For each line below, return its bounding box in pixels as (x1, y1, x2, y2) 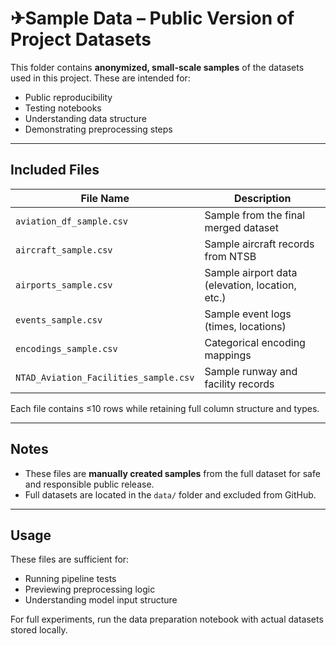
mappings (204, 348, 252, 362)
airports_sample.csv (15, 279, 113, 291)
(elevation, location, (204, 278, 297, 292)
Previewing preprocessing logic (24, 583, 156, 596)
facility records (204, 377, 275, 391)
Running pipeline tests (24, 573, 117, 585)
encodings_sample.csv (15, 343, 118, 354)
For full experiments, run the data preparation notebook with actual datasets (10, 613, 324, 626)
